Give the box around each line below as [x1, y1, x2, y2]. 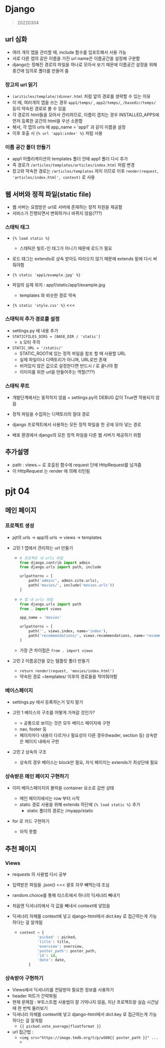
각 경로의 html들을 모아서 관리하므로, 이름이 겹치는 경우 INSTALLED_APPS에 [12, 112, 160, 118]
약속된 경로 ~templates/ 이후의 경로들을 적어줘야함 [19, 673, 118, 679]
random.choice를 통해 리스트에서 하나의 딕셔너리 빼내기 [12, 892, 120, 898]
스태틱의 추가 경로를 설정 [5, 316, 60, 322]
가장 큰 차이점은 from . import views [19, 647, 93, 653]
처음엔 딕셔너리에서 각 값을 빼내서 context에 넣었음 [12, 903, 110, 909]
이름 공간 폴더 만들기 [5, 144, 51, 151]
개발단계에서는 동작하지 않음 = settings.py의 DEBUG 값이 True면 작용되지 [12, 395, 155, 401]
